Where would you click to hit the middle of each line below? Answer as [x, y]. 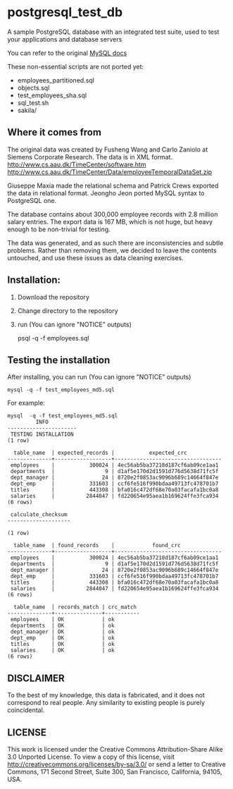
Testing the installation [59, 360]
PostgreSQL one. [32, 200]
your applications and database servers [65, 39]
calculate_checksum [39, 515]
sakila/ [27, 110]
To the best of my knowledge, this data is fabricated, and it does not [106, 695]
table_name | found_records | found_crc [97, 546]
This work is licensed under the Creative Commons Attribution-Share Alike [115, 749]
